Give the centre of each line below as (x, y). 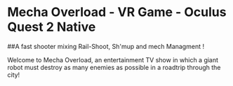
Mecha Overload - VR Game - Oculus (117, 12)
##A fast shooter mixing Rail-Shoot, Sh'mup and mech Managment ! (106, 46)
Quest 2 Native (52, 27)
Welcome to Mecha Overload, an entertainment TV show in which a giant (113, 59)
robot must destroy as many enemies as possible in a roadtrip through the (114, 67)
